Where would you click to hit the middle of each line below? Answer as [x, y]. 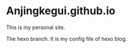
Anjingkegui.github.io [61, 11]
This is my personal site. [36, 27]
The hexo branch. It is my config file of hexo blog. [66, 39]
